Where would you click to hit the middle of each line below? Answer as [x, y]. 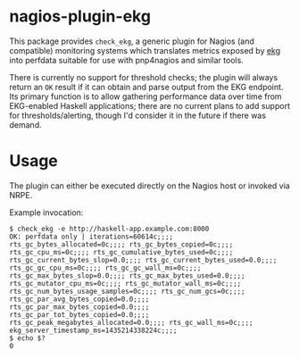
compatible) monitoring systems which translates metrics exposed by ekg [145, 50]
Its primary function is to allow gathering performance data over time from [146, 96]
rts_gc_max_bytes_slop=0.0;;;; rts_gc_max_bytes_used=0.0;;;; [127, 275]
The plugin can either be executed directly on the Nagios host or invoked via [149, 186]
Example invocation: [46, 212]
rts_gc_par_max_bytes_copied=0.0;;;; [79, 307]
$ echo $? [28, 338]
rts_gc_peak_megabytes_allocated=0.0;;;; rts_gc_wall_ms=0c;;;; [131, 322]
